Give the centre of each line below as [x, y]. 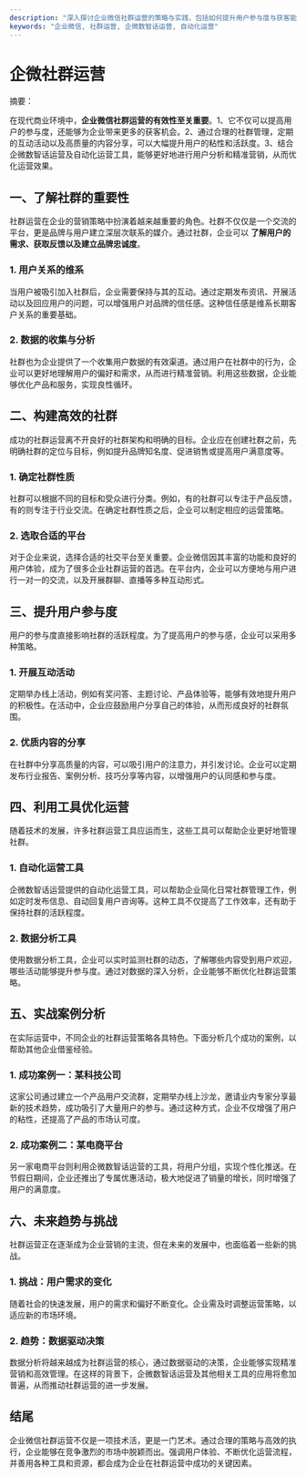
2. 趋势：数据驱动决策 [57, 1340]
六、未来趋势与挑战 [63, 1221]
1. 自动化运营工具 [47, 868]
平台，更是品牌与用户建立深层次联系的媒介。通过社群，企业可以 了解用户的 [150, 232]
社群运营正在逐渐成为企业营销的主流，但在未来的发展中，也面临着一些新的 [149, 1245]
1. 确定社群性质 [42, 477]
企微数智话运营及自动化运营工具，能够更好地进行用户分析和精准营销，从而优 [153, 155]
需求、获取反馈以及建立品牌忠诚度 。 [77, 244]
